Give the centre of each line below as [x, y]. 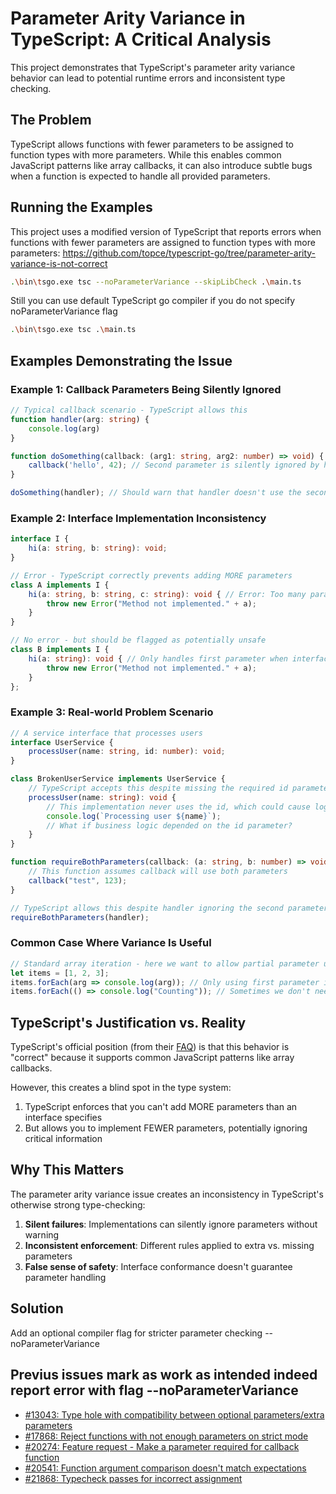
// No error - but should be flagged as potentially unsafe [138, 640]
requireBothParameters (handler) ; [80, 917]
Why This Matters [67, 1170]
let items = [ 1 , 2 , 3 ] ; [60, 973]
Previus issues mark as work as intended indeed [164, 1375]
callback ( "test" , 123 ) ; [78, 880]
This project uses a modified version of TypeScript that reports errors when [166, 231]
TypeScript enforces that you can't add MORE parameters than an [161, 1107]
